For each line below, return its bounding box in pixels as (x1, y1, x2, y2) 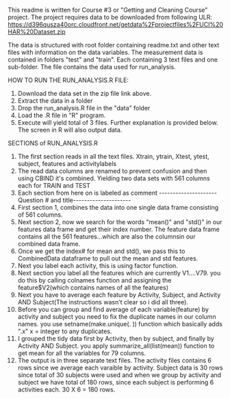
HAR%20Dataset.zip (8, 27, 66, 36)
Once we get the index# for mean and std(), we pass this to (17, 247, 186, 255)
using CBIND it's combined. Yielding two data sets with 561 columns (17, 174, 211, 182)
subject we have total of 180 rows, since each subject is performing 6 (17, 378, 214, 386)
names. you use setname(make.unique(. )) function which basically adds (17, 320, 223, 328)
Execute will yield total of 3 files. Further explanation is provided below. (17, 119, 218, 126)
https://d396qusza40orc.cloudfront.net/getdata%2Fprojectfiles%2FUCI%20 (8, 21, 224, 28)
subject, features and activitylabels (17, 160, 117, 167)
